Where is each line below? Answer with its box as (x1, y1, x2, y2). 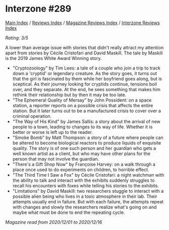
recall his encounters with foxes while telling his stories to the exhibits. (12, 182, 159, 189)
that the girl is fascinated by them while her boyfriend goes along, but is (12, 75, 162, 82)
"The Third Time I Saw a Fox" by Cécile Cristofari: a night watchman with (12, 172, 164, 178)
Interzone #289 (5, 3, 72, 15)
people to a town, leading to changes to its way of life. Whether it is (12, 124, 153, 130)
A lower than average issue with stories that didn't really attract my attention (5, 44, 164, 50)
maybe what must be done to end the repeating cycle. (12, 209, 125, 215)
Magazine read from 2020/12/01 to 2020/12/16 (5, 219, 102, 225)
